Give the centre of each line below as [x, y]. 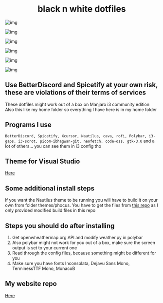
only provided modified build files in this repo [50, 210]
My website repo [31, 284]
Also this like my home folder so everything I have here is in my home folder [81, 109]
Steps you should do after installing [60, 226]
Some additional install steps [50, 188]
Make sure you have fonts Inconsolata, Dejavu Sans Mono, [71, 263]
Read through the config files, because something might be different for [84, 253]
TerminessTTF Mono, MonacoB [44, 268]
